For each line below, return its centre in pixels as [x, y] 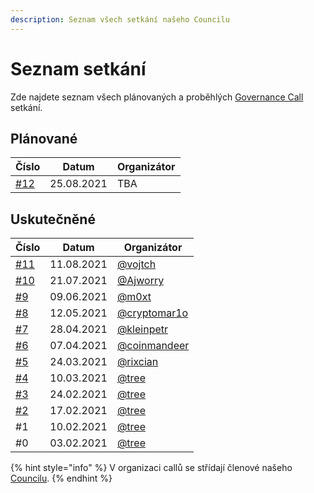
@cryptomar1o [152, 313]
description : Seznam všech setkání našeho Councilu [120, 19]
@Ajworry [140, 281]
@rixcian [137, 362]
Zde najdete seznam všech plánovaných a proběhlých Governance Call [157, 97]
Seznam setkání [78, 68]
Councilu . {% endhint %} [61, 478]
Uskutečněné [53, 219]
